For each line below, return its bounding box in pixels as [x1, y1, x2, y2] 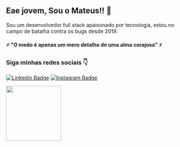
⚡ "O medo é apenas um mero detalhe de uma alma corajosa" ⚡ [6, 42, 162, 49]
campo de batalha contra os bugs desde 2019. [6, 28, 118, 35]
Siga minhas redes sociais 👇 [6, 59, 88, 67]
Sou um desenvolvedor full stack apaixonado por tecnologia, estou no [6, 21, 175, 28]
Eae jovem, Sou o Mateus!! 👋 [6, 6, 112, 16]
